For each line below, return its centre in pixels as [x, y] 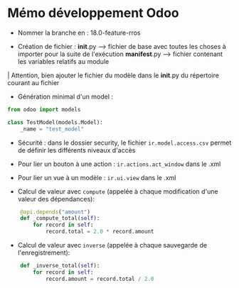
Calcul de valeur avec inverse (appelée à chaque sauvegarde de [112, 245]
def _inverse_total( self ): [60, 266]
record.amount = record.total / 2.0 [100, 279]
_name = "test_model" [52, 129]
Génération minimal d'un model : [65, 96]
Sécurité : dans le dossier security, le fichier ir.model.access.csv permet [124, 143]
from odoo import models [44, 109]
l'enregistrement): [44, 253]
